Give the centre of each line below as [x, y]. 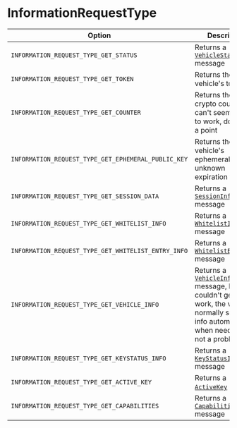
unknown [210, 168]
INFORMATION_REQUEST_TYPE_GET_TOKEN [72, 79]
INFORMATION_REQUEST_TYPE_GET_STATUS [74, 55]
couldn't [208, 295]
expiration [211, 176]
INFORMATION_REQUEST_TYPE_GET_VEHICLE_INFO [85, 304]
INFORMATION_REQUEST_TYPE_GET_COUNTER [76, 112]
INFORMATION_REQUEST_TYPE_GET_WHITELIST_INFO [89, 223]
